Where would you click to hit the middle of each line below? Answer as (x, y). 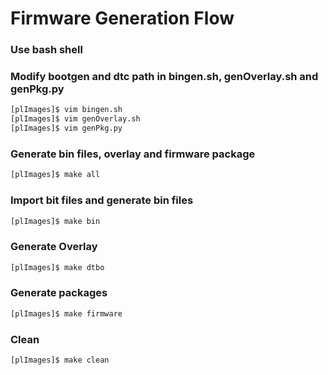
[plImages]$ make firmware (66, 313)
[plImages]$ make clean (60, 360)
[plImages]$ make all (55, 175)
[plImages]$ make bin (55, 221)
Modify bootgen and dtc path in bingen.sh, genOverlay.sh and (164, 77)
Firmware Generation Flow (122, 18)
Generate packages (59, 293)
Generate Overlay (54, 247)
